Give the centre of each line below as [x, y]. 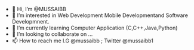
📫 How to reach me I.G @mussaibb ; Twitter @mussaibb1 [83, 41]
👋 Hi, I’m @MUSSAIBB [39, 9]
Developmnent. [30, 21]
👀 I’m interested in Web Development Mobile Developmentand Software [100, 15]
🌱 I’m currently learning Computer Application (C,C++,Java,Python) [95, 28]
